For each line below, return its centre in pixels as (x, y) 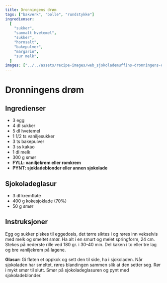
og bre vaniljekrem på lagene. (36, 250)
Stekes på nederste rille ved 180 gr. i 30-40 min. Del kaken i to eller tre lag (81, 244)
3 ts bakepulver (28, 141)
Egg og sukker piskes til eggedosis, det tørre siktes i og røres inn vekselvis (82, 234)
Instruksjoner (27, 222)
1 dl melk (21, 152)
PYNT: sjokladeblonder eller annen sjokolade (60, 168)
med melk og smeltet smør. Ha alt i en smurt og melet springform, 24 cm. (80, 239)
